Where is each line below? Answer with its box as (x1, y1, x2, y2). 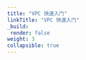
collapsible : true (7, 42, 59, 49)
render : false (10, 29, 51, 37)
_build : (7, 23, 29, 30)
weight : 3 (7, 36, 35, 43)
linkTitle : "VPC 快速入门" (7, 17, 80, 23)
